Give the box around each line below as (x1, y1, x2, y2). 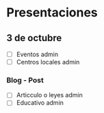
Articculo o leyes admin (16, 91, 83, 99)
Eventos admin (16, 50, 59, 58)
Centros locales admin (16, 58, 80, 66)
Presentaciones (6, 5, 99, 21)
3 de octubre (6, 32, 62, 44)
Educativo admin (16, 99, 64, 107)
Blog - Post (6, 75, 44, 85)
